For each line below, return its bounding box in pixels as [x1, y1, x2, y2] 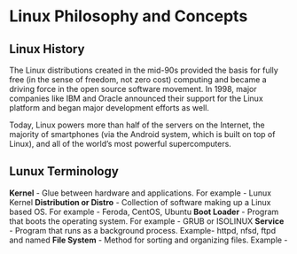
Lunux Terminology [9, 164, 120, 179]
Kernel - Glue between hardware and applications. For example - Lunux [9, 188, 272, 198]
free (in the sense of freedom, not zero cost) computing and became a [9, 74, 268, 85]
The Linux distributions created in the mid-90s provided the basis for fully [9, 65, 279, 75]
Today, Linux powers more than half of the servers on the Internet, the [9, 119, 265, 130]
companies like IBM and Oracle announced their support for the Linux [9, 93, 263, 104]
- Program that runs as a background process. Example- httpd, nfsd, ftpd [9, 225, 277, 235]
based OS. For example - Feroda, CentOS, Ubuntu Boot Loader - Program [9, 206, 279, 217]
